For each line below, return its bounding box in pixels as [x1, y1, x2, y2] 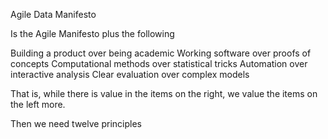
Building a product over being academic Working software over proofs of [10, 47, 312, 59]
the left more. [10, 99, 66, 110]
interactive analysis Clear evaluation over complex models [10, 69, 250, 80]
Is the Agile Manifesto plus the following [10, 28, 175, 39]
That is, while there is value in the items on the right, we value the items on [10, 88, 318, 99]
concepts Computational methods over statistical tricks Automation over [10, 58, 308, 69]
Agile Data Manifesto [10, 9, 97, 20]
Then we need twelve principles [10, 118, 142, 129]
